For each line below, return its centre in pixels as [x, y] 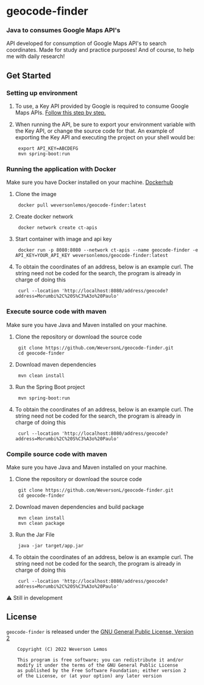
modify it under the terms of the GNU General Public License [98, 665]
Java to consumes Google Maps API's [63, 30]
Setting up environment [42, 93]
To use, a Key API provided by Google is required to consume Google [102, 106]
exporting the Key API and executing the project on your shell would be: [105, 138]
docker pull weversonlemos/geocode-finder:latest [82, 205]
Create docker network [44, 217]
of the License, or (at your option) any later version [90, 676]
